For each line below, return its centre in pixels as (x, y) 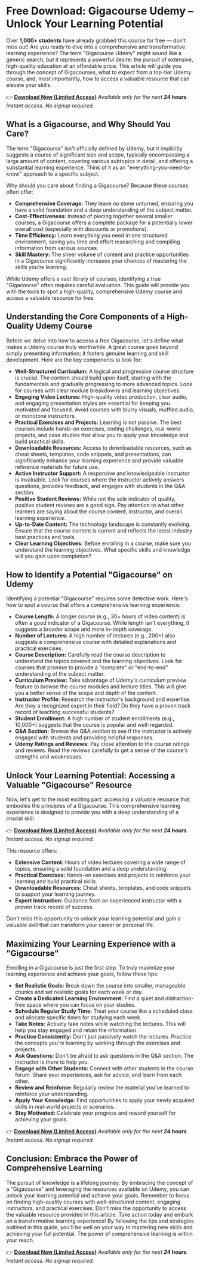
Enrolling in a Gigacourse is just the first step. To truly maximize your (90, 967)
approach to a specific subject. (61, 174)
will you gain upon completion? (53, 556)
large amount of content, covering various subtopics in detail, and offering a (100, 161)
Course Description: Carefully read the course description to (90, 655)
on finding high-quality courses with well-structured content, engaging (93, 1202)
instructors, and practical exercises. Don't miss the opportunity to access (96, 1208)
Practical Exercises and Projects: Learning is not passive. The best (98, 422)
